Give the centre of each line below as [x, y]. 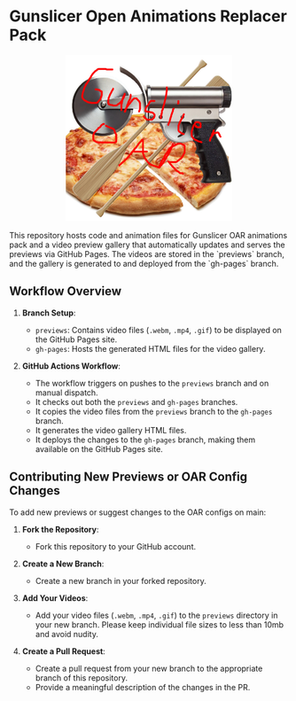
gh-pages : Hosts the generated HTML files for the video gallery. [150, 348]
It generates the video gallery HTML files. [111, 430]
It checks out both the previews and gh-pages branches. [136, 401]
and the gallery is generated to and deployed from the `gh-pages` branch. [144, 263]
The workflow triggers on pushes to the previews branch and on [152, 383]
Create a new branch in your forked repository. [121, 580]
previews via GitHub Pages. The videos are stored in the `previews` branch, [147, 253]
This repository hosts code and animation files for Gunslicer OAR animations [148, 235]
